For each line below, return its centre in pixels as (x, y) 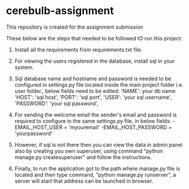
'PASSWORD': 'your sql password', (56, 103)
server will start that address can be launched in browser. (84, 181)
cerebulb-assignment (60, 11)
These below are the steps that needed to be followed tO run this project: (94, 38)
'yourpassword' (33, 133)
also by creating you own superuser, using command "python (89, 151)
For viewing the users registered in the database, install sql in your (94, 61)
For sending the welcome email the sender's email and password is (96, 115)
